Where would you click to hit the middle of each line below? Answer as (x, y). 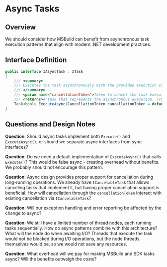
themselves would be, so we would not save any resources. (66, 244)
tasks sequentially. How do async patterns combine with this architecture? (81, 228)
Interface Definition (36, 60)
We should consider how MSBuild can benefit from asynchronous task (77, 39)
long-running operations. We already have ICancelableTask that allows (77, 182)
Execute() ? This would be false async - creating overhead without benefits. (83, 162)
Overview (21, 27)
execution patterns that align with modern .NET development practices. (78, 44)
